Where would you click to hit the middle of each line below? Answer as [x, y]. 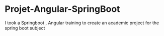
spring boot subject [25, 28]
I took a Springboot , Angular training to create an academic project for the [82, 23]
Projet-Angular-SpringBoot [62, 9]
